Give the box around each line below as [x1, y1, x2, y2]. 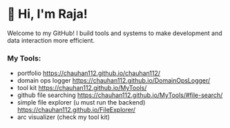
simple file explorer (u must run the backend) [17, 98, 146, 107]
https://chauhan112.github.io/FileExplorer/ [17, 106, 136, 114]
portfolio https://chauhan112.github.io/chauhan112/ [17, 69, 161, 78]
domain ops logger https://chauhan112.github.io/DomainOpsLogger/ [17, 76, 211, 85]
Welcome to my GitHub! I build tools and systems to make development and [7, 29, 222, 37]
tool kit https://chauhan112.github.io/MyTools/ [17, 84, 147, 92]
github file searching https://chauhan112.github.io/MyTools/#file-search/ [17, 91, 223, 99]
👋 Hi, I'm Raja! [7, 6, 88, 22]
